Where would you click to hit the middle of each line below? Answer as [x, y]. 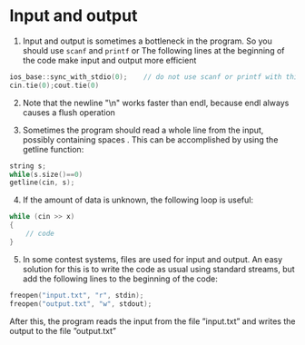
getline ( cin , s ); [42, 182]
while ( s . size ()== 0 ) [46, 174]
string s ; [28, 166]
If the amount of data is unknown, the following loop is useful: [138, 200]
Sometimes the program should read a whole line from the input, [143, 130]
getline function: [53, 149]
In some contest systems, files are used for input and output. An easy [152, 259]
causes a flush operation [69, 112]
